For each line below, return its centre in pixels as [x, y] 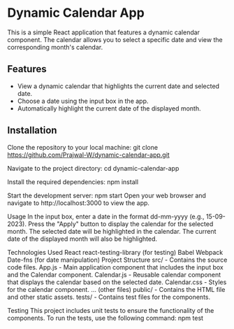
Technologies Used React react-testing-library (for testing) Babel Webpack [115, 252]
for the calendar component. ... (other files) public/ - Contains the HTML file [116, 289]
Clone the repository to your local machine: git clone [83, 147]
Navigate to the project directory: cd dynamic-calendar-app [93, 168]
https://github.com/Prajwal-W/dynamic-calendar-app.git [88, 155]
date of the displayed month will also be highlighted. [82, 239]
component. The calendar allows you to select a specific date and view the [115, 39]
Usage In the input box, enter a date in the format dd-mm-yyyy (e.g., [106, 216]
